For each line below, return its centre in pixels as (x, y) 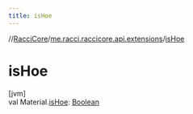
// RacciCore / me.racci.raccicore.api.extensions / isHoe (96, 39)
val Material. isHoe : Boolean (54, 102)
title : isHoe (30, 16)
